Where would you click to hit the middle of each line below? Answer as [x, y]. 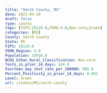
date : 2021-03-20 [23, 14]
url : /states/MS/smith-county [36, 83]
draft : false [18, 19]
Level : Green [18, 78]
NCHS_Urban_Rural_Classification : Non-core [51, 60]
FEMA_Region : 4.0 [23, 51]
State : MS [15, 42]
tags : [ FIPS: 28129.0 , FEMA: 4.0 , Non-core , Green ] [54, 28]
